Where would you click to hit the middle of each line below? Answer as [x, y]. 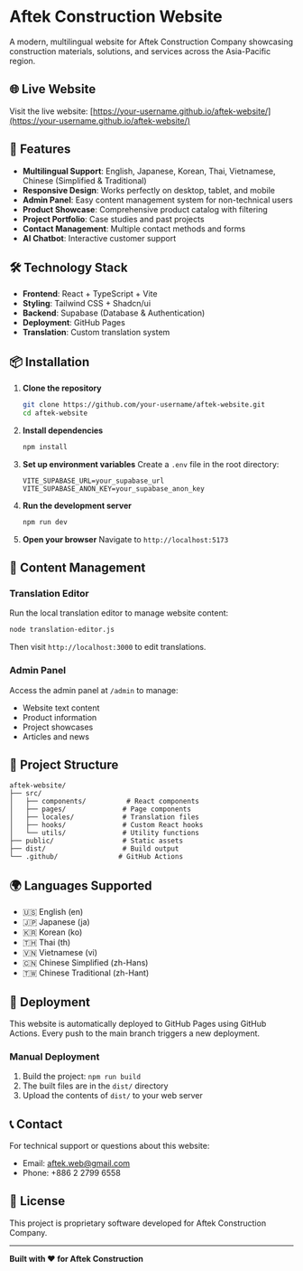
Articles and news [56, 736]
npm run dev [45, 522]
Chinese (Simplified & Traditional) [84, 180]
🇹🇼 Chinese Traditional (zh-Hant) [86, 973]
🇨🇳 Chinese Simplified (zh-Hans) [85, 963]
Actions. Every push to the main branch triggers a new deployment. [134, 1033]
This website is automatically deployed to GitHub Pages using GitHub [138, 1023]
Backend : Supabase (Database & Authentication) [114, 313]
